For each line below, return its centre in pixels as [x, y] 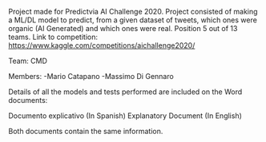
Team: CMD [28, 61]
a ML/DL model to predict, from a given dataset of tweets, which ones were [133, 20]
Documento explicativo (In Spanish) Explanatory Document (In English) [125, 116]
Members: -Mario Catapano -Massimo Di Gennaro [91, 76]
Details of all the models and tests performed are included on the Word [125, 92]
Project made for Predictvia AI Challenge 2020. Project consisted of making [133, 12]
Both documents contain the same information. [86, 131]
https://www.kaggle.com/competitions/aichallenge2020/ [102, 45]
